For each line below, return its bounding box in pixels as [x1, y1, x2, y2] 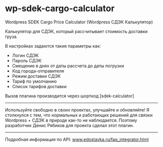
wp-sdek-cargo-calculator [5, 3, 115, 14]
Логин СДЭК [12, 52, 39, 58]
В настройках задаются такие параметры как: [5, 43, 101, 49]
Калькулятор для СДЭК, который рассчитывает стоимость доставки [5, 28, 148, 34]
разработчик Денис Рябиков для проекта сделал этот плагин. [5, 122, 134, 128]
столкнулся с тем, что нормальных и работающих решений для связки [5, 112, 153, 118]
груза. [5, 34, 18, 39]
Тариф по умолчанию [12, 78, 57, 84]
